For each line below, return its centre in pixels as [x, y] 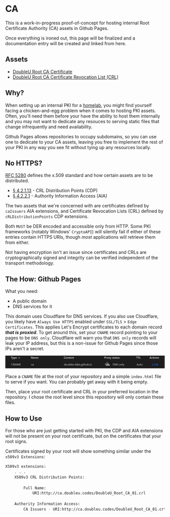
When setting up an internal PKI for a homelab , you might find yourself [78, 105]
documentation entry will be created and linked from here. [66, 43]
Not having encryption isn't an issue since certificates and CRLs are [76, 252]
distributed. [17, 181]
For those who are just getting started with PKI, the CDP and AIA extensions [84, 431]
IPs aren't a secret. [25, 349]
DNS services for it [32, 307]
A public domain [30, 301]
